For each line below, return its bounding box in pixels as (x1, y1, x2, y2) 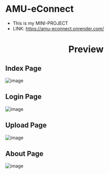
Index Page (5, 64, 42, 72)
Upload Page (5, 121, 47, 130)
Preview (68, 44, 104, 55)
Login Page (5, 92, 42, 101)
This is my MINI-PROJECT (12, 20, 68, 26)
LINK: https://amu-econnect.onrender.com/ (12, 25, 104, 31)
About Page (5, 149, 43, 158)
